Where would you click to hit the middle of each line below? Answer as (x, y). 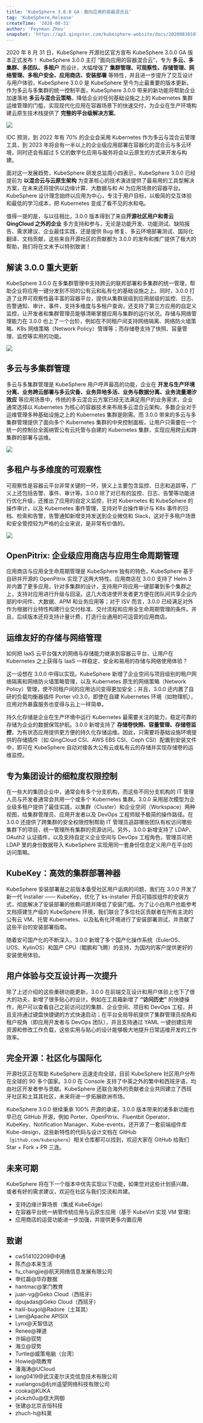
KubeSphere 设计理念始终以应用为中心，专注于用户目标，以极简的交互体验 (99, 196)
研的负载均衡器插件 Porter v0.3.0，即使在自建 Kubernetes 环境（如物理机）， (101, 697)
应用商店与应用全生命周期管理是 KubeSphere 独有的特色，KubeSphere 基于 (100, 571)
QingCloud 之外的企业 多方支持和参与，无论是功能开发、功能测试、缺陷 (95, 224)
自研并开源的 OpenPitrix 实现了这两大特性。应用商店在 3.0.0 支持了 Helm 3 (99, 579)
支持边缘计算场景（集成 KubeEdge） (60, 1205)
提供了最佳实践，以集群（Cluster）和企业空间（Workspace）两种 (114, 807)
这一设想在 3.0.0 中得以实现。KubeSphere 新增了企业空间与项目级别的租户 (99, 674)
